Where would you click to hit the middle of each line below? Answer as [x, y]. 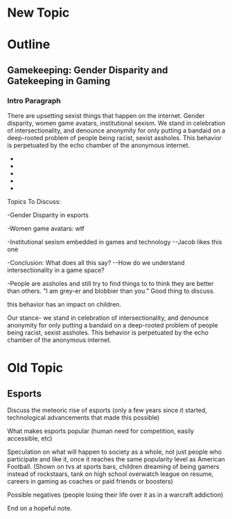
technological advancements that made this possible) [83, 418]
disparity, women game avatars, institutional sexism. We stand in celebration [116, 124]
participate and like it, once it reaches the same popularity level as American [116, 459]
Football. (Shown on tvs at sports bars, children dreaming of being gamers [113, 467]
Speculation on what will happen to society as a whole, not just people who [115, 452]
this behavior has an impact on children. [64, 305]
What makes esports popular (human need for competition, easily [101, 431]
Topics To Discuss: [34, 202]
